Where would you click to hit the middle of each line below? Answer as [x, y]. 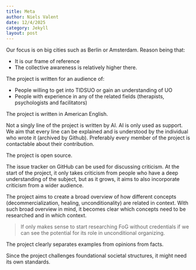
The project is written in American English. [57, 114]
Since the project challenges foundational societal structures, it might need [97, 256]
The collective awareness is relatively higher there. [76, 67]
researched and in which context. [46, 216]
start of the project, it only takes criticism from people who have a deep [92, 173]
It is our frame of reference [47, 61]
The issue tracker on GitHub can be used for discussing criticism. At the [93, 167]
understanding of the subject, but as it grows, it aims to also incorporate [93, 179]
